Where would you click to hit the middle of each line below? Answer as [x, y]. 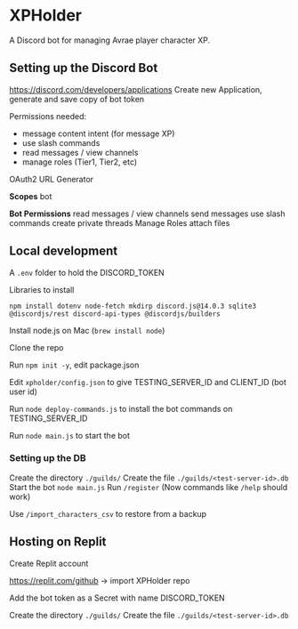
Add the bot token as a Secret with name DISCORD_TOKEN [117, 598]
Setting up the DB [48, 458]
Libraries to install [42, 289]
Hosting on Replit [58, 542]
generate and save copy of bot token [77, 99]
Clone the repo [36, 347]
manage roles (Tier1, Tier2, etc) [80, 162]
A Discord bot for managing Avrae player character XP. [110, 40]
